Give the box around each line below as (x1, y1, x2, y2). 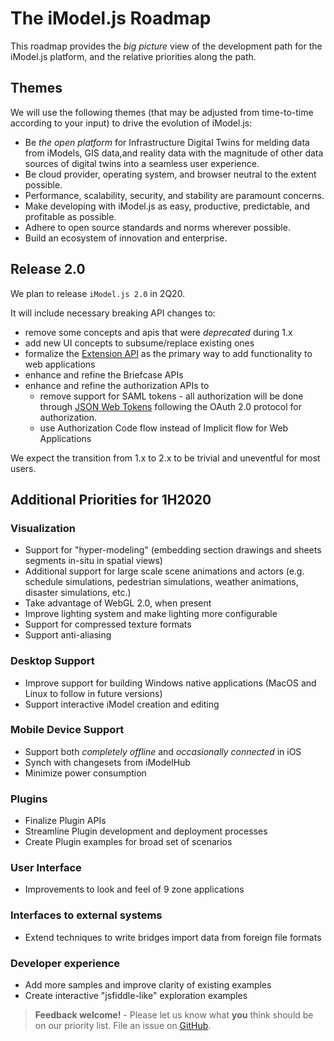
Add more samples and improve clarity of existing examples (24, 979, 272, 991)
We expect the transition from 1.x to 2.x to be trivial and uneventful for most (10, 452, 321, 464)
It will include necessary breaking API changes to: (10, 307, 216, 319)
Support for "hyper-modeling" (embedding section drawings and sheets (24, 544, 322, 556)
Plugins (10, 792, 48, 806)
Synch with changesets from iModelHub (24, 756, 191, 768)
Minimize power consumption (24, 767, 147, 779)
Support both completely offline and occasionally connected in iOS (24, 745, 302, 757)
